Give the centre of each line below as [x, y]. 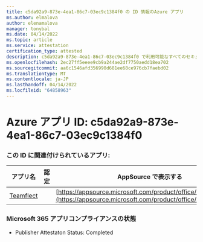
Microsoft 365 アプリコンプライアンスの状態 [71, 219]
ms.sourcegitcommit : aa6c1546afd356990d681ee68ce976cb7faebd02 [88, 68]
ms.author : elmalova [32, 18]
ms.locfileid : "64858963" [39, 91]
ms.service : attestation [37, 46]
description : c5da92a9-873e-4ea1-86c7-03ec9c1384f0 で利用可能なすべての [96, 57]
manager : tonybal [28, 29]
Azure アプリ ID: [47, 122]
